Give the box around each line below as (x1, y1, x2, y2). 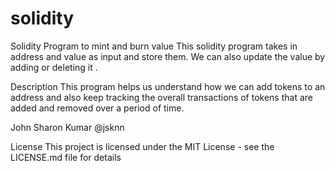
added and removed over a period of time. (10, 102, 185, 114)
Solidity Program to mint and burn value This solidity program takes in (10, 40, 298, 52)
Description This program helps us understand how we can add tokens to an (10, 80, 326, 92)
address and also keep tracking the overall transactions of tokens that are (10, 91, 313, 103)
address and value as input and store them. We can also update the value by (10, 50, 326, 62)
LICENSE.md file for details (10, 151, 122, 163)
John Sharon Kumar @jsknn (10, 121, 125, 133)
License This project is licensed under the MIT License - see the (10, 140, 275, 152)
